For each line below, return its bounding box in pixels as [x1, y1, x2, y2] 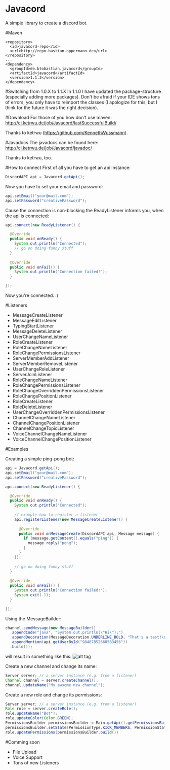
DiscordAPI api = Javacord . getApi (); [5, 174, 85, 179]
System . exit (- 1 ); [14, 592, 51, 597]
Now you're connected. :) [5, 292, 59, 298]
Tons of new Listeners [12, 759, 59, 765]
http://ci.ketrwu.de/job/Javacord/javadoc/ [5, 145, 93, 151]
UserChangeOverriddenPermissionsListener [12, 409, 105, 415]
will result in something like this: [5, 653, 72, 659]
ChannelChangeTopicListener [12, 425, 74, 431]
